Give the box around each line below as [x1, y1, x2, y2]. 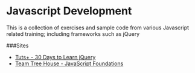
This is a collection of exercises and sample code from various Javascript [6, 24, 189, 31]
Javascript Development [6, 4, 132, 18]
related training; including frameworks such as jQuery [6, 30, 140, 37]
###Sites [6, 42, 29, 49]
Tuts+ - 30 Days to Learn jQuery [14, 53, 96, 60]
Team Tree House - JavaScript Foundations [14, 60, 124, 67]
